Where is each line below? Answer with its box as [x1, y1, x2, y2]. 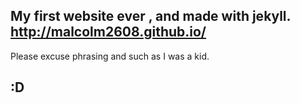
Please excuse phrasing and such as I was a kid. [10, 50, 210, 62]
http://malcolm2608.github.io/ [10, 24, 207, 41]
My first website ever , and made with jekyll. [10, 8, 291, 25]
